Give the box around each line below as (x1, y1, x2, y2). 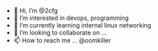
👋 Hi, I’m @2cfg (13, 7, 58, 14)
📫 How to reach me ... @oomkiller (13, 37, 111, 44)
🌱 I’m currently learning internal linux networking (13, 21, 152, 29)
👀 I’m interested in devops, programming (13, 14, 129, 22)
